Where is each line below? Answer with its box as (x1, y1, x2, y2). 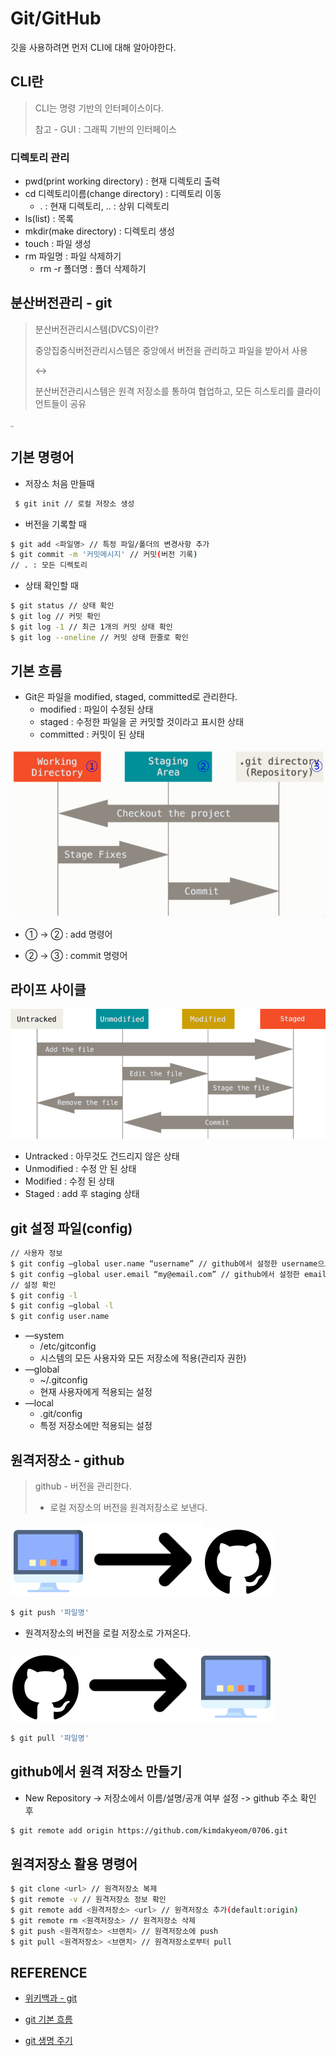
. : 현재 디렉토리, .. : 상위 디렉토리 (39, 200, 170, 212)
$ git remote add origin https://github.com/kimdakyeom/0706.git (10, 1825, 288, 1836)
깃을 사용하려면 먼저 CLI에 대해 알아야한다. (10, 41, 177, 53)
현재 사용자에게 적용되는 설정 (39, 1386, 153, 1398)
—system (24, 1330, 65, 1342)
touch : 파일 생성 (24, 238, 92, 250)
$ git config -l (10, 1290, 78, 1301)
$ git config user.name (10, 1312, 110, 1322)
